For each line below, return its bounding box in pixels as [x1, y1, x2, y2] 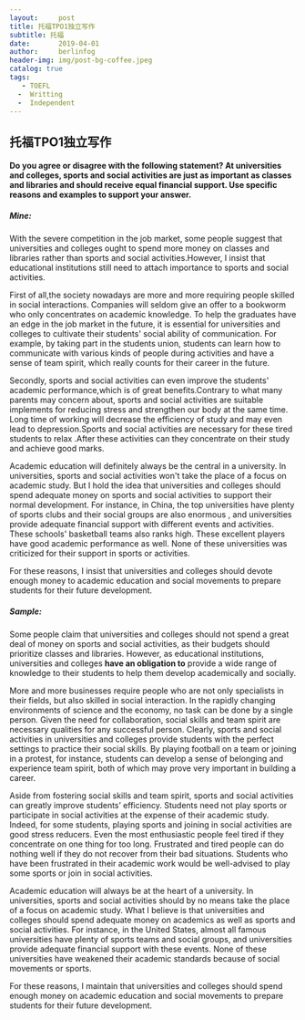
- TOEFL [21, 81, 51, 90]
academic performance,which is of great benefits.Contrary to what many [9, 385, 283, 396]
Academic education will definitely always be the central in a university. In [9, 461, 287, 472]
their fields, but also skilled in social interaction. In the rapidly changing [9, 695, 276, 706]
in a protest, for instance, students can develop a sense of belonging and [9, 754, 284, 765]
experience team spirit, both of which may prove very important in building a [9, 763, 297, 774]
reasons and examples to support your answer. [9, 189, 192, 201]
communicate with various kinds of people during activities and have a [9, 348, 275, 359]
